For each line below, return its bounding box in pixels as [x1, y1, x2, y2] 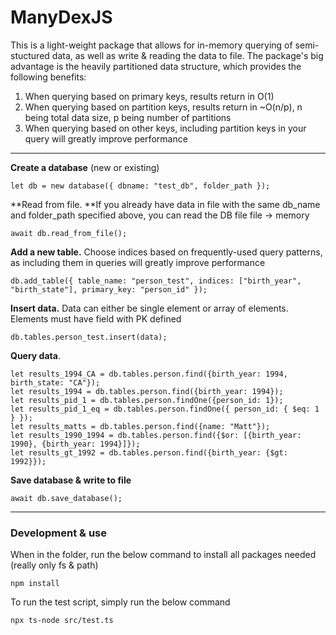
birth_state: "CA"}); [10, 377, 101, 388]
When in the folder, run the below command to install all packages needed [10, 549, 317, 561]
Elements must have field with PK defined [10, 312, 182, 325]
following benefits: [10, 71, 87, 83]
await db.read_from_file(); [10, 228, 128, 238]
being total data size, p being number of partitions [24, 111, 232, 123]
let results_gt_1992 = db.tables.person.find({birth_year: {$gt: [10, 447, 288, 458]
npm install [10, 579, 60, 589]
